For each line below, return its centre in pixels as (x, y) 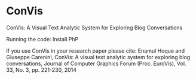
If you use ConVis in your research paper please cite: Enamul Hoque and (96, 51)
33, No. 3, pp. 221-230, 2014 (41, 69)
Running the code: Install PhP (42, 39)
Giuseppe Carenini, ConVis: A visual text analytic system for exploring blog (98, 57)
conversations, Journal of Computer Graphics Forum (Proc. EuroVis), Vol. (96, 63)
